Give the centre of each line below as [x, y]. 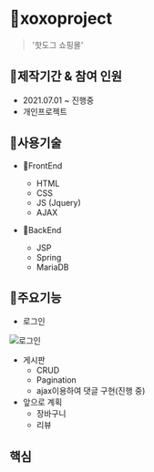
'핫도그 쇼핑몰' [57, 45]
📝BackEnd [42, 230]
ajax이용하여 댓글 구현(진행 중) [91, 391]
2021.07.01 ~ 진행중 [58, 100]
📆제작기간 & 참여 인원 [66, 77]
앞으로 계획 [42, 402]
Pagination [56, 380]
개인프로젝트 [45, 111]
